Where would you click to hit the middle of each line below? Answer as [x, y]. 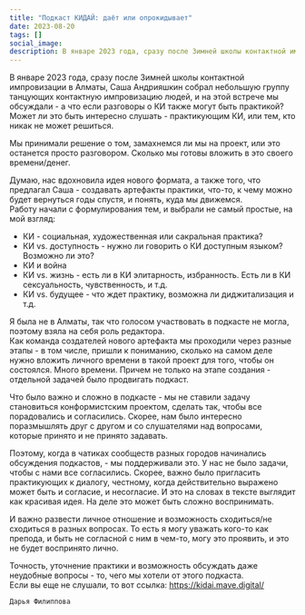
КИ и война [44, 265]
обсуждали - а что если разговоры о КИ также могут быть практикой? [147, 106]
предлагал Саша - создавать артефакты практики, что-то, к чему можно [151, 190]
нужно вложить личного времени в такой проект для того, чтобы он [142, 361]
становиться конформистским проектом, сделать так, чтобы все [136, 407]
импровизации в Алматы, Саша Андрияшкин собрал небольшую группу [150, 87]
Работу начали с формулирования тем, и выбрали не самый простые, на [151, 209]
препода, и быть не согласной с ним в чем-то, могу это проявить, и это [149, 539]
